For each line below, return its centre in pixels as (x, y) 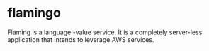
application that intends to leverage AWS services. (81, 39)
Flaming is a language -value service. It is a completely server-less (105, 32)
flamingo (34, 13)
